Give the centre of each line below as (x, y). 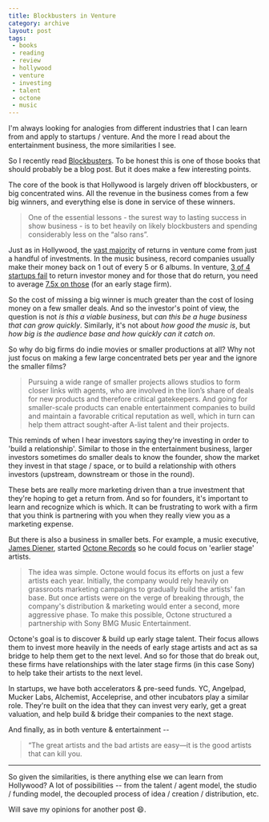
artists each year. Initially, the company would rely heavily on (128, 581)
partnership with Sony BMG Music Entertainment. (109, 624)
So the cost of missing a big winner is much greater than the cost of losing (131, 300)
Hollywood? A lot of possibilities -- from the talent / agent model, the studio (133, 785)
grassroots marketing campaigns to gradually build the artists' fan (137, 589)
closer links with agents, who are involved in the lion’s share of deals (141, 391)
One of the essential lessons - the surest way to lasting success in (137, 218)
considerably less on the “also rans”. (88, 234)
